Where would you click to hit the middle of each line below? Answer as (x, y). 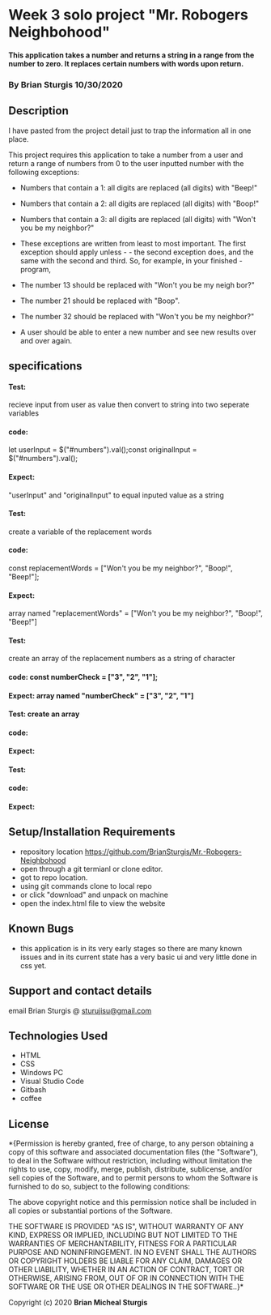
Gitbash (33, 1090)
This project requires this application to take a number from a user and (126, 155)
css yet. (33, 965)
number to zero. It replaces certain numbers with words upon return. (126, 63)
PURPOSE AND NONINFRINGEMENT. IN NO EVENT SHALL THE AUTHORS (133, 1253)
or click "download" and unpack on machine (94, 894)
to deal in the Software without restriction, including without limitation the (130, 1161)
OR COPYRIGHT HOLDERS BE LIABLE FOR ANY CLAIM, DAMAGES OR (125, 1261)
